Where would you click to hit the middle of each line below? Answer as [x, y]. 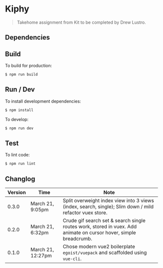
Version [17, 193]
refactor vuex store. [85, 213]
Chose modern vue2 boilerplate [99, 247]
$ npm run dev [19, 128]
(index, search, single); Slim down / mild [108, 207]
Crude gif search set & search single [104, 221]
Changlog [20, 179]
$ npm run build [21, 74]
